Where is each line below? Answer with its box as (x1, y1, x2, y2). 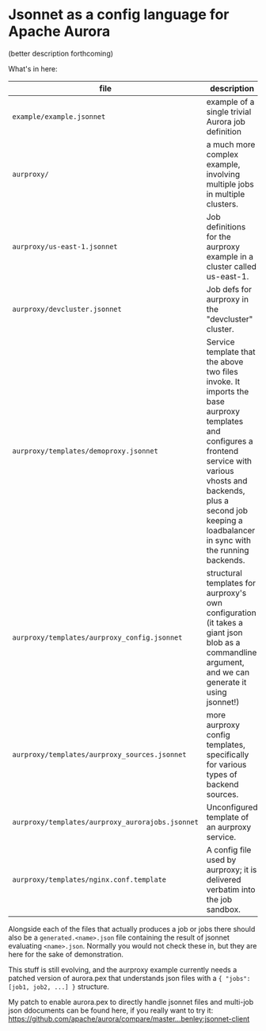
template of (206, 811, 249, 822)
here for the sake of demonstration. (8, 949, 124, 959)
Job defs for (206, 283, 252, 294)
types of (206, 768, 237, 779)
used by (206, 854, 237, 865)
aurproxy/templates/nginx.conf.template (12, 875, 166, 884)
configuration (206, 607, 256, 618)
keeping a (206, 514, 243, 525)
